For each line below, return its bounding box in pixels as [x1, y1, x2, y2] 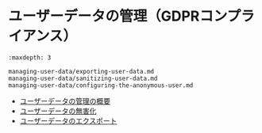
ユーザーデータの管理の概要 [19, 96, 111, 105]
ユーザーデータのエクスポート [19, 116, 118, 125]
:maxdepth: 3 [8, 53, 52, 62]
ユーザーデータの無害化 [19, 106, 97, 116]
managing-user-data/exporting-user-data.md [8, 67, 155, 75]
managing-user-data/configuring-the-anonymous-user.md [8, 81, 194, 89]
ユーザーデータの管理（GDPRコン [8, 7, 228, 25]
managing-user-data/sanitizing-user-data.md [8, 74, 158, 82]
